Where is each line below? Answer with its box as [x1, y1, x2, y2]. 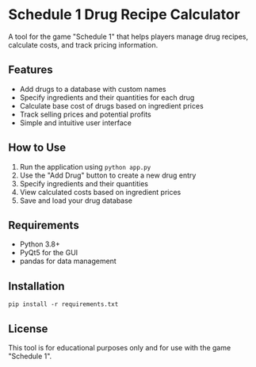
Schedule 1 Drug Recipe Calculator [8, 6, 240, 24]
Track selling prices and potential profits [19, 109, 152, 119]
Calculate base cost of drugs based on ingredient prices [19, 101, 204, 110]
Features [8, 63, 53, 77]
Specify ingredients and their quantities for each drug [19, 93, 195, 102]
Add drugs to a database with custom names [19, 84, 166, 94]
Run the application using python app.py [19, 162, 151, 171]
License [8, 322, 48, 335]
